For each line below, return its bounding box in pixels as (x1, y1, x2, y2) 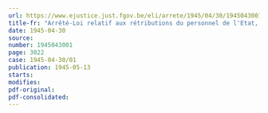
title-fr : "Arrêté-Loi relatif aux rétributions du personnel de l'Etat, (8, 19, 259, 27)
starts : (8, 71, 34, 79)
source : (8, 33, 34, 42)
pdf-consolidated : (8, 93, 69, 101)
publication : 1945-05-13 (8, 64, 91, 72)
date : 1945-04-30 (8, 26, 66, 34)
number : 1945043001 (8, 41, 73, 49)
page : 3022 (8, 49, 45, 56)
